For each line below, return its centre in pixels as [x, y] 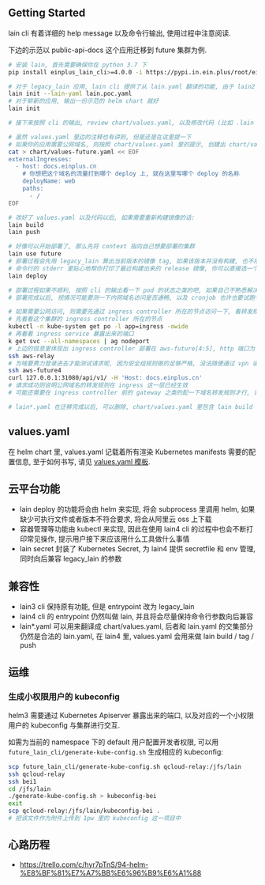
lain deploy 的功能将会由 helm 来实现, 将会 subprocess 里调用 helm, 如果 [137, 509]
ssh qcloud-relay [37, 774]
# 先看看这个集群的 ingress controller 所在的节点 [86, 320]
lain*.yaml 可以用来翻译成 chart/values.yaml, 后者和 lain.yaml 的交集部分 [136, 626]
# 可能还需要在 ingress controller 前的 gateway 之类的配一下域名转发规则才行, [129, 393]
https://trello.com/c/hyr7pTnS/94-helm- [84, 864]
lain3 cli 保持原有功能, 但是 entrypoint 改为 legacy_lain [107, 607]
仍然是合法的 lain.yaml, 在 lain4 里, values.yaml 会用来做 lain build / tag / [136, 637]
